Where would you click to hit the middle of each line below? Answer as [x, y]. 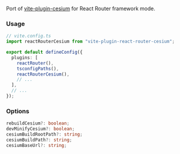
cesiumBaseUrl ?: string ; [36, 145]
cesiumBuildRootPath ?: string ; [44, 134]
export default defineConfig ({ [44, 53]
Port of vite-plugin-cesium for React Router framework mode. [81, 9]
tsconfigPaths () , [38, 68]
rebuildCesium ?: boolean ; [38, 123]
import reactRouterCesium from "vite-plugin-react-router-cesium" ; [91, 42]
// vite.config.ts [29, 36]
